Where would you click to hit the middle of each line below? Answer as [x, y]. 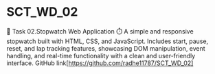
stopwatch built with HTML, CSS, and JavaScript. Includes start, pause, [107, 41]
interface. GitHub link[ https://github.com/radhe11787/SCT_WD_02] [100, 63]
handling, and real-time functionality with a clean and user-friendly [101, 56]
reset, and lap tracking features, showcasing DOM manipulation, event [106, 48]
